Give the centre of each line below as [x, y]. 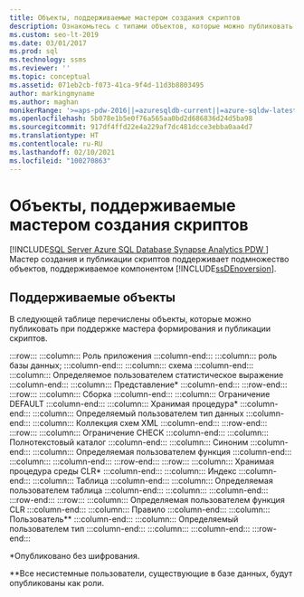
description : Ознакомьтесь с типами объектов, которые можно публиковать [152, 26]
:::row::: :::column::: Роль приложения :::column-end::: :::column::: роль [143, 356]
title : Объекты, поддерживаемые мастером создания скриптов [125, 18]
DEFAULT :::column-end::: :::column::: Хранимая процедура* [124, 404]
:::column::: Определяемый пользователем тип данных [138, 413]
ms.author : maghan [44, 102]
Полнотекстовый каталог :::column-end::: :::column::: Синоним [129, 442]
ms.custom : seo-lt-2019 [54, 34]
